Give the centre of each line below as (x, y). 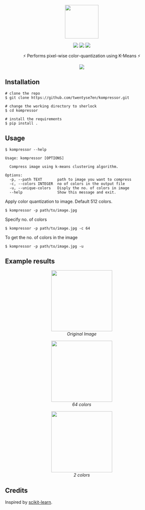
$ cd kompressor (21, 110)
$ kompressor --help (26, 149)
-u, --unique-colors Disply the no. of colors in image (70, 188)
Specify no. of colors (26, 219)
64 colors (82, 404)
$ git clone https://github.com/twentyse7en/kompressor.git (67, 98)
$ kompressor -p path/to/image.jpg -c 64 (48, 228)
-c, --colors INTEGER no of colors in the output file (67, 184)
